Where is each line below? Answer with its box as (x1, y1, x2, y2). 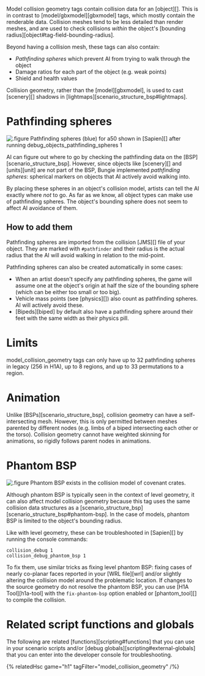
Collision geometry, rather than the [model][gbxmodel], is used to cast (6, 87, 184, 94)
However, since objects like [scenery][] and (72, 160, 182, 167)
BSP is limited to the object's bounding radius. (6, 517, 122, 524)
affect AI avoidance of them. (6, 204, 78, 211)
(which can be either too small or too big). (15, 288, 121, 295)
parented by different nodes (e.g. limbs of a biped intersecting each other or (6, 424, 199, 432)
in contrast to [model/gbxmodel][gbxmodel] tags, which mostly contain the (6, 12, 195, 19)
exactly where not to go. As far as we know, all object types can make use (6, 191, 193, 198)
